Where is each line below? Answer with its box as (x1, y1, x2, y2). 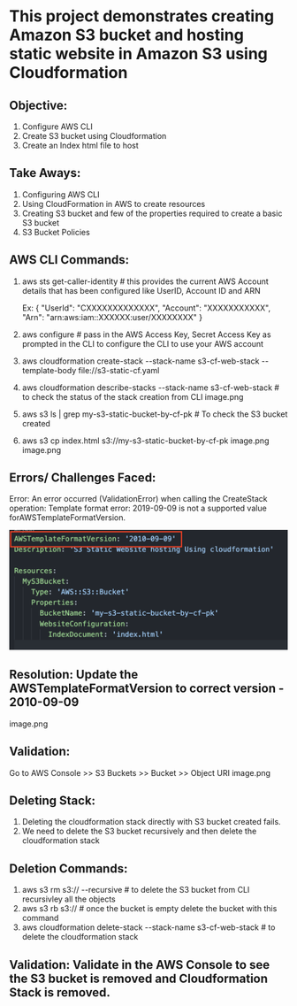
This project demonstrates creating (9, 6, 275, 27)
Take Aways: (9, 165, 81, 180)
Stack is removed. (9, 985, 110, 1000)
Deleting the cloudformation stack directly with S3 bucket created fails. (21, 817, 281, 827)
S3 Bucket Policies (21, 227, 90, 237)
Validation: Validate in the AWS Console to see (9, 957, 270, 972)
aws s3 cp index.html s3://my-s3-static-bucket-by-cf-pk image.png (21, 435, 270, 446)
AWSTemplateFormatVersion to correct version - (9, 681, 285, 696)
